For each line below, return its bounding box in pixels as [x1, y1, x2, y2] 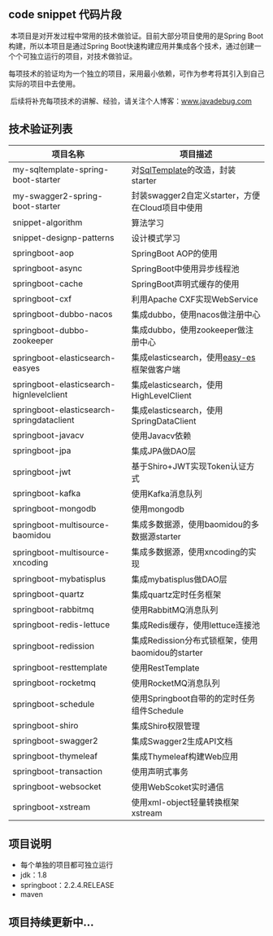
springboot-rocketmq [12, 677, 96, 688]
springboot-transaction [12, 765, 103, 776]
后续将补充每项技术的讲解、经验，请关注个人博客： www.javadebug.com [10, 96, 252, 106]
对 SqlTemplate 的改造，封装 [131, 164, 236, 175]
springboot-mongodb [12, 503, 97, 514]
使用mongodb [131, 503, 184, 515]
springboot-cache [12, 278, 84, 289]
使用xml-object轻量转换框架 [131, 797, 240, 808]
